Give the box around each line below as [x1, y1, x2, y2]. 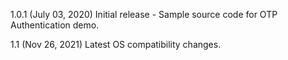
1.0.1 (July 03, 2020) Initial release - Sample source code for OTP [10, 9, 278, 20]
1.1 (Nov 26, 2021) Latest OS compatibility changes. [10, 39, 222, 50]
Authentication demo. [10, 19, 100, 31]
